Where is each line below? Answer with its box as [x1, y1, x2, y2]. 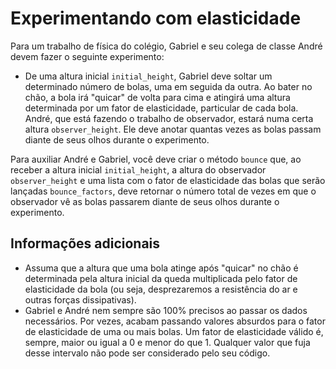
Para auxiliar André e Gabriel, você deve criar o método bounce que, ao [10, 153, 302, 165]
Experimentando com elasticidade [10, 7, 302, 30]
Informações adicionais [10, 235, 161, 252]
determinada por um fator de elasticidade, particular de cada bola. [24, 102, 299, 114]
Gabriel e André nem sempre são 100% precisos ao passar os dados [24, 304, 308, 316]
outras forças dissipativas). [24, 293, 137, 306]
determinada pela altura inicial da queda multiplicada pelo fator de [24, 272, 298, 284]
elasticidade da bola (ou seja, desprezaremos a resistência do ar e [24, 283, 298, 295]
